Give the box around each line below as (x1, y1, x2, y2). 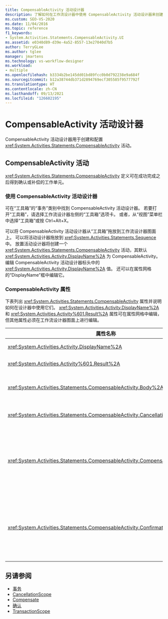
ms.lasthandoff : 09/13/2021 (5, 91, 64, 96)
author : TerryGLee (5, 45, 43, 50)
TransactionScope (12, 608, 50, 614)
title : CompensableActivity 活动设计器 (5, 7, 84, 13)
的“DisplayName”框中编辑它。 (5, 272, 67, 278)
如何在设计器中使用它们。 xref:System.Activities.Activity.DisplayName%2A (5, 304, 159, 310)
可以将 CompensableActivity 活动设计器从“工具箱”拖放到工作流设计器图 (5, 228, 152, 234)
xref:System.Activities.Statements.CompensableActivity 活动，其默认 (5, 247, 147, 253)
